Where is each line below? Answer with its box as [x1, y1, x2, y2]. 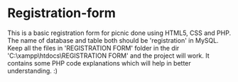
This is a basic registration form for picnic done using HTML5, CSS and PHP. [7, 29, 232, 37]
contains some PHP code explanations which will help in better [7, 58, 192, 67]
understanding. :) [7, 66, 58, 75]
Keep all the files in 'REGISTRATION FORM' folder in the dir [7, 43, 180, 52]
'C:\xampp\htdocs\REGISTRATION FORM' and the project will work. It [7, 51, 210, 60]
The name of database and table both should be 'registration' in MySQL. [7, 36, 219, 44]
